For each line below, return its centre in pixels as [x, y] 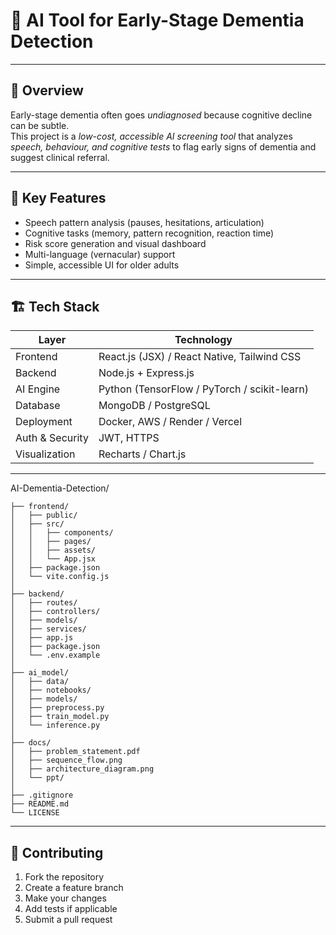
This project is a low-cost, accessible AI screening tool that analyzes [151, 136]
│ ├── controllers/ [55, 612]
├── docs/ [31, 743]
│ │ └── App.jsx [53, 559]
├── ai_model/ [40, 673]
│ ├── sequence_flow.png [66, 760]
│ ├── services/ [48, 629]
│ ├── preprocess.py [57, 708]
